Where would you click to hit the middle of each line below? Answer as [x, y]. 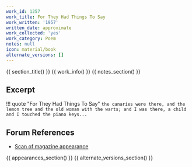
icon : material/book [31, 50]
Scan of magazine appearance [51, 147]
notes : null [20, 44]
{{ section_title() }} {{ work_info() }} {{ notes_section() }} [74, 71]
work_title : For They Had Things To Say [56, 17]
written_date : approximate [39, 28]
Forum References [40, 132]
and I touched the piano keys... [47, 114]
